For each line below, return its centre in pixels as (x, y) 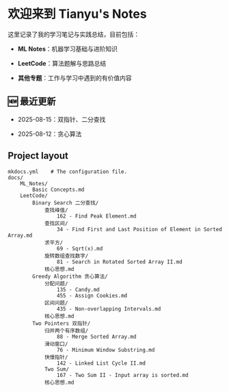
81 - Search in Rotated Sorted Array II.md (120, 262)
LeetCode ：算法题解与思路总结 (62, 63)
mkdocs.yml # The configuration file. (68, 172)
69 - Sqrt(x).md (80, 248)
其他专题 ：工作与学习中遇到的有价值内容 (75, 78)
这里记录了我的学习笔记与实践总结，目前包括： (73, 34)
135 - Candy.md (78, 289)
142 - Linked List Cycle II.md (101, 363)
